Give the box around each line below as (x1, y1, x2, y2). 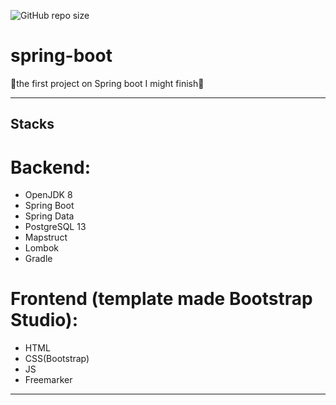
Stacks (10, 116, 55, 133)
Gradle (24, 253, 53, 265)
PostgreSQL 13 (24, 221, 87, 233)
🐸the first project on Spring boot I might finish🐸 (10, 77, 205, 89)
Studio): (10, 309, 78, 332)
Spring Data (24, 210, 75, 222)
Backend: (10, 156, 91, 179)
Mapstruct (24, 231, 68, 244)
